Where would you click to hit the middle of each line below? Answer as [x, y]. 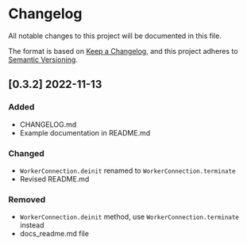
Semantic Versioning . [43, 59]
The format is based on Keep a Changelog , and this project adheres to [123, 51]
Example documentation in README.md [85, 132]
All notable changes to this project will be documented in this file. [115, 36]
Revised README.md [54, 178]
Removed [27, 199]
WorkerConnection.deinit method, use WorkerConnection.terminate [129, 217]
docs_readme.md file [54, 234]
